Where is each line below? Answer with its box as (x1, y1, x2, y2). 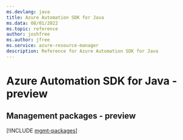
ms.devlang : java (6, 8, 50, 15)
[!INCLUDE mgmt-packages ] (6, 127, 78, 134)
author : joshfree (6, 31, 50, 37)
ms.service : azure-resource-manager (6, 43, 99, 49)
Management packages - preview (6, 111, 136, 121)
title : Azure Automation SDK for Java (6, 14, 104, 21)
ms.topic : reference (6, 25, 59, 32)
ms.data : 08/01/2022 (6, 20, 59, 26)
